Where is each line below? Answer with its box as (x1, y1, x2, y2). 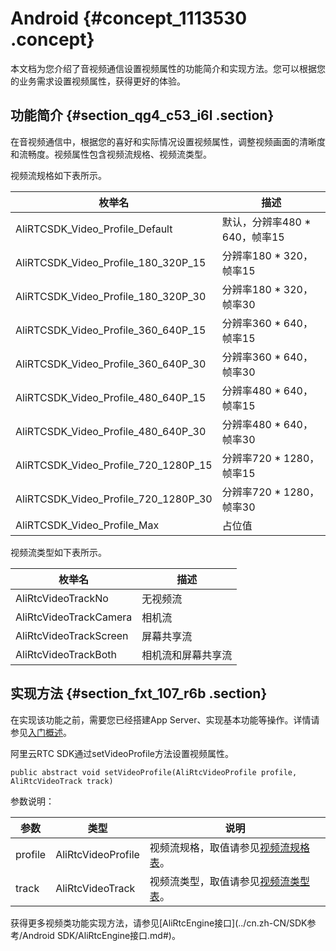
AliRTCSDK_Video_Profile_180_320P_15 (15, 255, 207, 269)
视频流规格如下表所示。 (10, 169, 107, 181)
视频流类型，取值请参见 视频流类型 (149, 874, 310, 888)
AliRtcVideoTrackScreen (15, 628, 129, 642)
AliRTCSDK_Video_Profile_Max (15, 518, 160, 532)
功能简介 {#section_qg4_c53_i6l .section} (10, 107, 275, 124)
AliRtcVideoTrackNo (15, 591, 109, 605)
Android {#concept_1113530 (10, 7, 248, 30)
